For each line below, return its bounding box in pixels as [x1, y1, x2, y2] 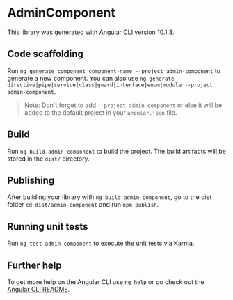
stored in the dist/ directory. [7, 155, 90, 163]
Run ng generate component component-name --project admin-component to [7, 66, 221, 74]
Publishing [7, 174, 55, 186]
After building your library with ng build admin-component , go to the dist [7, 193, 212, 201]
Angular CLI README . [7, 285, 70, 293]
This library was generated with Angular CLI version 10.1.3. [7, 28, 175, 36]
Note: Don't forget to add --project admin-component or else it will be [24, 101, 223, 109]
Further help [7, 259, 63, 271]
